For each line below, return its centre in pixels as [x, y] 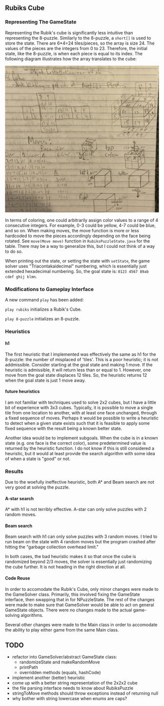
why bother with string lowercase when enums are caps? [70, 699]
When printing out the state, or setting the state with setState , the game [78, 261]
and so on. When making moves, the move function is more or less [72, 231]
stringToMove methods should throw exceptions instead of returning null [85, 693]
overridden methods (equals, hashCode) [60, 673]
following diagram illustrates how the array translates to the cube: [71, 59]
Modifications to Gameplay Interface [50, 289]
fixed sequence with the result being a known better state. [64, 428]
